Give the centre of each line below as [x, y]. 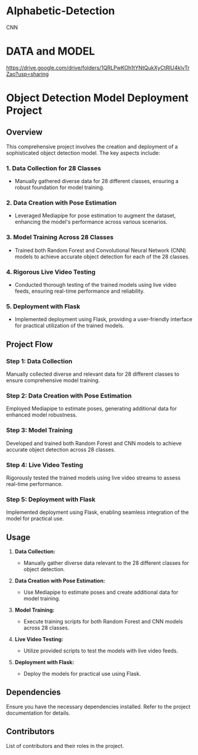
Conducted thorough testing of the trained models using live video [95, 285]
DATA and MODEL [51, 51]
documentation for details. [38, 713]
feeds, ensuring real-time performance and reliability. [79, 291]
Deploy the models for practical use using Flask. [82, 674]
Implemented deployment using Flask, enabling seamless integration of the [98, 512]
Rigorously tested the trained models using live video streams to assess [93, 478]
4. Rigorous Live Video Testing [51, 272]
